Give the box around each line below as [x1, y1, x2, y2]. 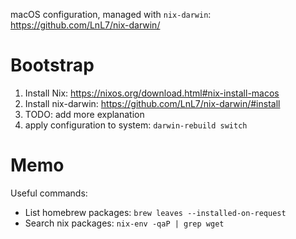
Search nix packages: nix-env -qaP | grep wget [24, 217, 225, 229]
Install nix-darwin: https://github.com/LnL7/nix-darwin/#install [24, 97, 281, 109]
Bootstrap [10, 54, 95, 77]
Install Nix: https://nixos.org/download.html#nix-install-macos [24, 87, 280, 99]
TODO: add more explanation [24, 108, 145, 120]
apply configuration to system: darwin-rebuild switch [24, 119, 248, 131]
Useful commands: [10, 187, 88, 199]
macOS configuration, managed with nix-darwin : [10, 9, 212, 20]
